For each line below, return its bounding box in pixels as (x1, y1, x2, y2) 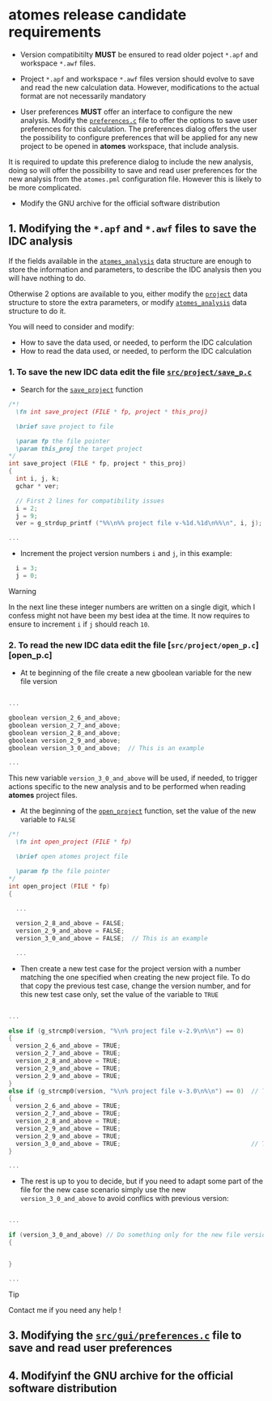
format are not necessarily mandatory (19, 91, 147, 100)
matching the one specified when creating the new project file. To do (19, 972, 251, 982)
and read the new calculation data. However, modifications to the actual (19, 83, 260, 92)
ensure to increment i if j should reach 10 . (8, 619, 150, 629)
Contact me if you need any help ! (8, 1305, 121, 1314)
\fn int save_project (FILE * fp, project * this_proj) (15, 407, 208, 416)
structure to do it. (8, 306, 66, 316)
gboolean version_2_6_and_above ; (8, 714, 121, 722)
